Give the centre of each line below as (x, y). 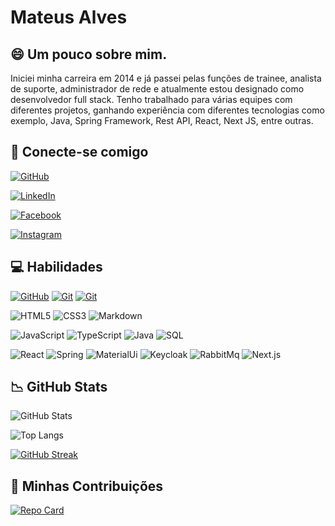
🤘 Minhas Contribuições (87, 486)
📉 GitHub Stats (59, 387)
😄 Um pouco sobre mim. (89, 54)
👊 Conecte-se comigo (79, 152)
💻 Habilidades (56, 267)
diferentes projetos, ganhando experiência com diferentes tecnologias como (167, 110)
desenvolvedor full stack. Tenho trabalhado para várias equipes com (151, 99)
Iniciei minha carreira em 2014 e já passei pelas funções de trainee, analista (166, 78)
